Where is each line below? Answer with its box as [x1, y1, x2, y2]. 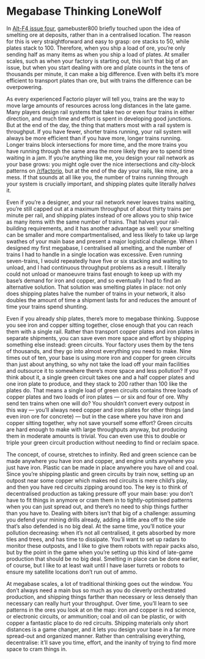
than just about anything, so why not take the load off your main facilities [6, 361, 190, 368]
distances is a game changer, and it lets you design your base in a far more [6, 625, 196, 633]
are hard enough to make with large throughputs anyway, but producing [6, 426, 188, 433]
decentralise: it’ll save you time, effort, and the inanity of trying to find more [6, 639, 196, 646]
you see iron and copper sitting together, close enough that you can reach [6, 321, 193, 329]
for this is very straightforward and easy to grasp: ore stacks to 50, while [6, 37, 190, 45]
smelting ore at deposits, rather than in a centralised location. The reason [6, 31, 192, 38]
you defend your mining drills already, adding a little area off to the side [6, 516, 186, 523]
